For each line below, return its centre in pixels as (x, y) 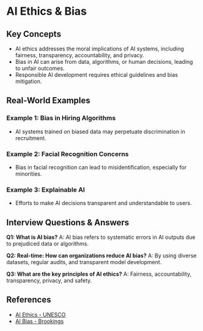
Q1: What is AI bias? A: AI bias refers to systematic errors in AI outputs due (101, 237)
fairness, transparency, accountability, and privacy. (79, 55)
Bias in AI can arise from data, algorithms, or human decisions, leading (104, 62)
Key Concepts (34, 34)
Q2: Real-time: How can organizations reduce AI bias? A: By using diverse (102, 255)
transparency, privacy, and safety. (49, 281)
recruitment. (31, 138)
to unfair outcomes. (40, 68)
